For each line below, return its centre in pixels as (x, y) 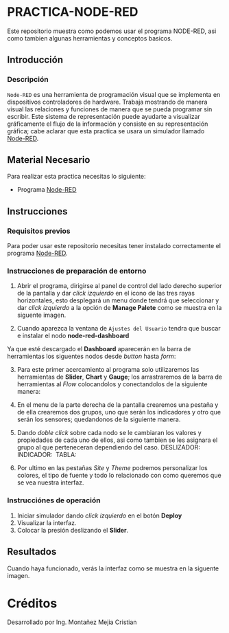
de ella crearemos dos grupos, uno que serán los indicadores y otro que (119, 412)
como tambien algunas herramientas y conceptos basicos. (90, 38)
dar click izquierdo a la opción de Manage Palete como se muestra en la (119, 308)
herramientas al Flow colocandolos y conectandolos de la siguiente (112, 384)
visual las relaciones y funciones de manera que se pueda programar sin (110, 109)
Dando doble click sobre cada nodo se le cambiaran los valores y (109, 433)
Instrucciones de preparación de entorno (77, 271)
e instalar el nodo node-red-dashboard (73, 336)
